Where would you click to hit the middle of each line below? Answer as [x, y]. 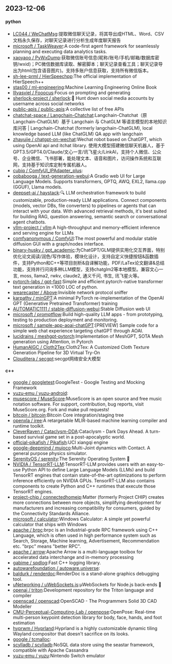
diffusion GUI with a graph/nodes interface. [59, 243]
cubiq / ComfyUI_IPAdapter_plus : [48, 170]
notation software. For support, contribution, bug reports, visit [78, 404]
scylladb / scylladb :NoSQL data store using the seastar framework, [83, 644]
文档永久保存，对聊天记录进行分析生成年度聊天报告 [67, 40]
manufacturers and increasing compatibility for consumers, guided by [87, 508]
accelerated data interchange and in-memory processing [73, 557]
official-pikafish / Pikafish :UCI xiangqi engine [61, 442]
